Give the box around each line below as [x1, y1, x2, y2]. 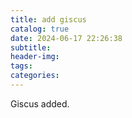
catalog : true [10, 24, 70, 34]
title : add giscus [10, 14, 87, 25]
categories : [10, 71, 60, 81]
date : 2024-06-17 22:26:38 [10, 33, 123, 43]
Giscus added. [10, 97, 70, 110]
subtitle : [10, 42, 52, 53]
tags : [10, 61, 33, 71]
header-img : [10, 52, 60, 62]
